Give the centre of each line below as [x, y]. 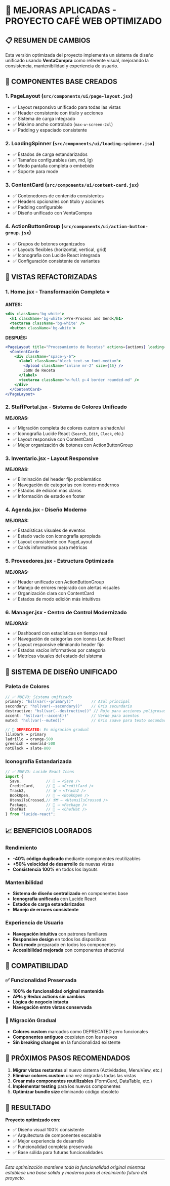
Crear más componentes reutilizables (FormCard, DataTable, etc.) [82, 1081]
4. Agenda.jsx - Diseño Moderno [46, 510]
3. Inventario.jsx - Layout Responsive [52, 458]
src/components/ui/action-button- [105, 227]
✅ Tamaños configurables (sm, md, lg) [53, 160]
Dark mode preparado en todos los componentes [64, 944]
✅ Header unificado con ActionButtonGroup [58, 582]
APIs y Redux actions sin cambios [49, 997]
